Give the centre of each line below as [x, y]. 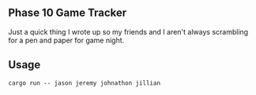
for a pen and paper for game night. [66, 40]
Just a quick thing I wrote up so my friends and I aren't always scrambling [128, 31]
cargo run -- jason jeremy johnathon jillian [84, 83]
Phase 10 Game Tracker [68, 13]
